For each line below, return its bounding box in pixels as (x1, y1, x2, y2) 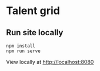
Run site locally (6, 28, 64, 38)
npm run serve (6, 48, 41, 54)
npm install (6, 43, 35, 49)
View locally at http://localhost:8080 (6, 59, 94, 65)
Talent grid (6, 4, 60, 18)
